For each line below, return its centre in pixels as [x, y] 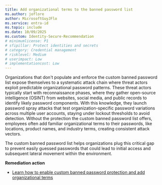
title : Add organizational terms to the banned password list [69, 9]
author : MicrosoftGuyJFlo [31, 18]
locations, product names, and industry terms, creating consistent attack [77, 129]
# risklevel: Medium [26, 54]
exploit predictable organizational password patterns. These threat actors [78, 88]
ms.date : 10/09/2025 [26, 32]
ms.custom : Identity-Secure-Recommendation [50, 37]
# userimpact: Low [23, 59]
